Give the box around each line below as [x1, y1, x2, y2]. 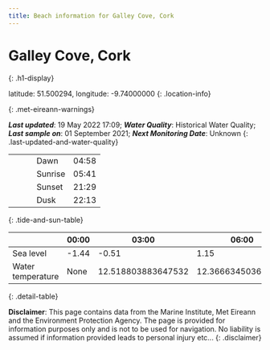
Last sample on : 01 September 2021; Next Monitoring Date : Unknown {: [8, 128, 248, 138]
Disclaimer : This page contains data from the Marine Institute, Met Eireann [8, 307, 256, 316]
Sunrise [36, 168, 66, 179]
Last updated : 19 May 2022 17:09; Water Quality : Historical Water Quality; [8, 120, 256, 130]
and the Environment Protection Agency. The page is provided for [8, 315, 226, 325]
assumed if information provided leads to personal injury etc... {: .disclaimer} [8, 332, 262, 342]
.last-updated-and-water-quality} [8, 137, 119, 146]
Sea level [12, 247, 47, 258]
